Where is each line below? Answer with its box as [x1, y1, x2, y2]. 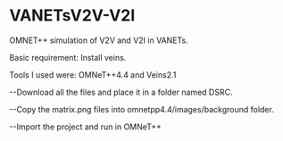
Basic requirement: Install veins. [9, 52, 127, 62]
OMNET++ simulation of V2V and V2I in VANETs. [9, 35, 189, 46]
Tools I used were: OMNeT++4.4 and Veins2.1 [9, 69, 177, 80]
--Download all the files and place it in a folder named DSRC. [9, 87, 233, 97]
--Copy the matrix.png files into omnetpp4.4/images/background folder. [9, 104, 274, 114]
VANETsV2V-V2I [9, 5, 136, 26]
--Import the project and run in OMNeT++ [9, 121, 162, 132]
